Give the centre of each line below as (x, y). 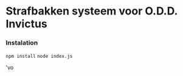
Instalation (22, 43)
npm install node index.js (39, 56)
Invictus (27, 24)
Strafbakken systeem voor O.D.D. (91, 11)
